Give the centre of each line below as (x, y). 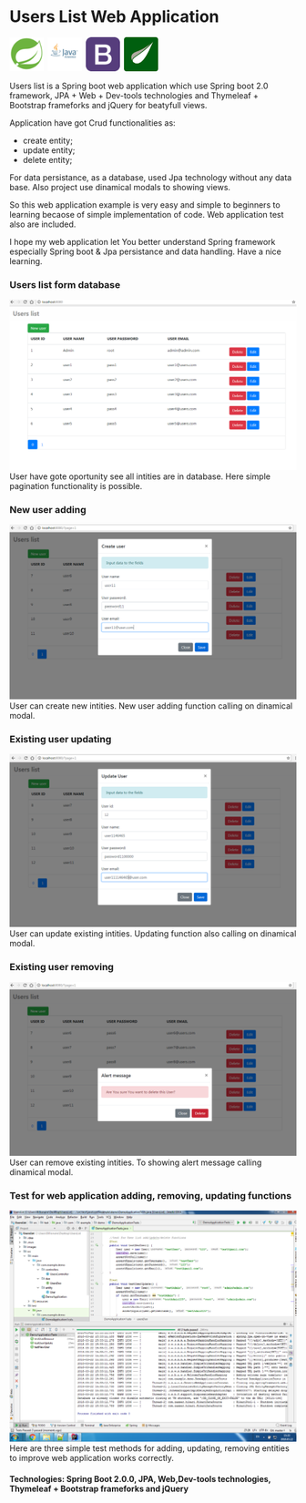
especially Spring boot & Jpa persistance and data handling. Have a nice (146, 251)
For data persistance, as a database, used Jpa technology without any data (151, 177)
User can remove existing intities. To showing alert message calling (136, 1162)
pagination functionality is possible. (76, 486)
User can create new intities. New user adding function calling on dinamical (151, 705)
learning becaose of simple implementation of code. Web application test (147, 214)
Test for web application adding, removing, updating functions (151, 1195)
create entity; (47, 140)
